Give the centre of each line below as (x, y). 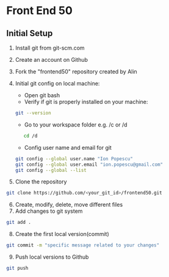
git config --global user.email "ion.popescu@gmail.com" (89, 164)
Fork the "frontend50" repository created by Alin (76, 72)
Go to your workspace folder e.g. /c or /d (76, 124)
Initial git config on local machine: (57, 83)
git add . (19, 223)
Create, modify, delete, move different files (69, 205)
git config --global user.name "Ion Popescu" (74, 159)
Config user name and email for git (68, 147)
